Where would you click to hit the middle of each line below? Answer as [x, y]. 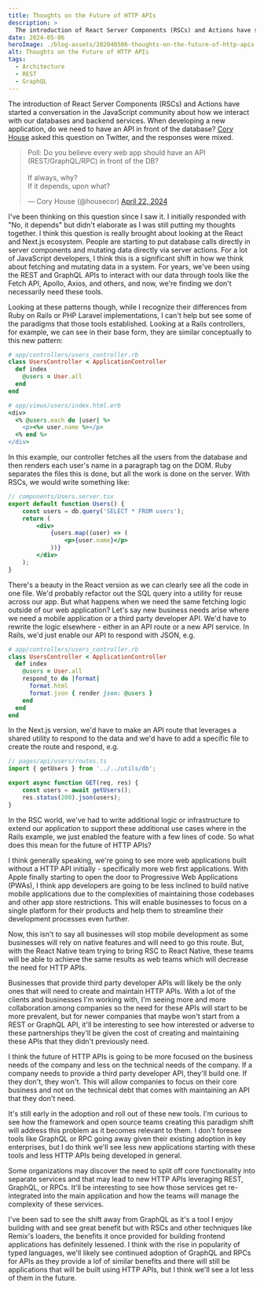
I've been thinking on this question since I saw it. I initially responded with [127, 216]
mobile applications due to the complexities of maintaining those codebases [131, 893]
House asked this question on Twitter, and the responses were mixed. [121, 137]
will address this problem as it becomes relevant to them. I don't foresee [125, 1130]
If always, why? [52, 177]
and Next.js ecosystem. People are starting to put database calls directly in [129, 242]
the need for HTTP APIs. [48, 967]
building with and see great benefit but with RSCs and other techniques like [130, 1228]
